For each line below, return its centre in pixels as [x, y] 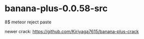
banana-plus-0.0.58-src [56, 9]
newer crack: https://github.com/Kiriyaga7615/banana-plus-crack [72, 31]
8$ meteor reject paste [28, 22]
